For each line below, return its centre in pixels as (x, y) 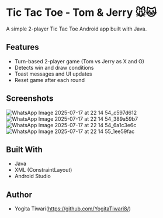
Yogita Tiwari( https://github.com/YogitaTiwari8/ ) (73, 209)
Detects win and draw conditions (54, 67)
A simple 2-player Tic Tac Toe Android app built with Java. (77, 29)
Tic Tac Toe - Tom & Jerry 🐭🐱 (81, 13)
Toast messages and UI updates (53, 74)
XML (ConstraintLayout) (43, 170)
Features (22, 47)
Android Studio (32, 176)
